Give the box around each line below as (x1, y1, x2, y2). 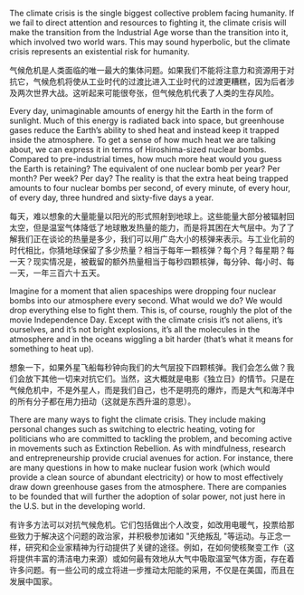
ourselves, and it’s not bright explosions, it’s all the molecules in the (9, 324, 261, 334)
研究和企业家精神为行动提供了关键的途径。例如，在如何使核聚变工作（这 (24, 542, 295, 552)
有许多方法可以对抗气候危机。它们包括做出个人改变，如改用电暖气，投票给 (9, 520, 287, 530)
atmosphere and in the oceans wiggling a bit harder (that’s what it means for (9, 334, 294, 344)
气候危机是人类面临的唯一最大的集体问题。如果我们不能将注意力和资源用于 (9, 65, 287, 75)
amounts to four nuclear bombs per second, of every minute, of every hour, (9, 183, 291, 193)
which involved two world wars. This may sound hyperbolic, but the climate (9, 36, 291, 47)
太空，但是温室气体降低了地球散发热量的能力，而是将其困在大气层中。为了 (9, 222, 287, 233)
